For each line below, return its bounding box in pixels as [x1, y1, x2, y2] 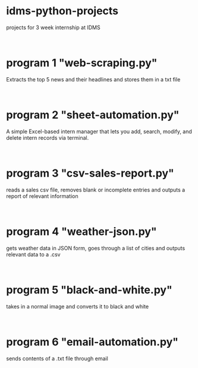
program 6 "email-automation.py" [6, 335, 179, 348]
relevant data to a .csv [6, 251, 61, 258]
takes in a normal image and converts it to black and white [6, 303, 149, 310]
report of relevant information [6, 192, 78, 200]
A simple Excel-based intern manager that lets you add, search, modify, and [6, 128, 192, 135]
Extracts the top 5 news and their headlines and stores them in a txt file [6, 76, 181, 83]
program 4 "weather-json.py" [6, 225, 157, 238]
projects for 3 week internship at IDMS [6, 24, 100, 31]
